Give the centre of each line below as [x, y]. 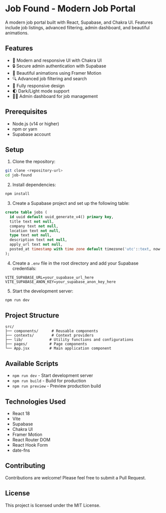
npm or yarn [25, 129]
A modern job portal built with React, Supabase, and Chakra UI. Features [79, 22]
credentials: [24, 268]
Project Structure [32, 315]
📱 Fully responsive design [39, 86]
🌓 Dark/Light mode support [41, 91]
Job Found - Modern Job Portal [70, 9]
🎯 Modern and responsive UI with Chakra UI [57, 60]
